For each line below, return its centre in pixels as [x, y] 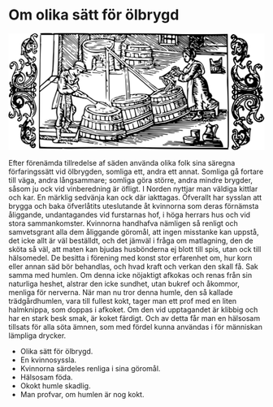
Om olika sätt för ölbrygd [94, 15]
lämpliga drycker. [37, 336]
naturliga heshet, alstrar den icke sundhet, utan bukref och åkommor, [124, 284]
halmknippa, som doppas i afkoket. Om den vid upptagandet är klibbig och [133, 310]
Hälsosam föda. [46, 377]
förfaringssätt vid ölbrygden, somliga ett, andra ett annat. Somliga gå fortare [136, 171]
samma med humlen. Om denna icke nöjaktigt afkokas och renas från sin [130, 275]
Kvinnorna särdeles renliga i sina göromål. [90, 368]
